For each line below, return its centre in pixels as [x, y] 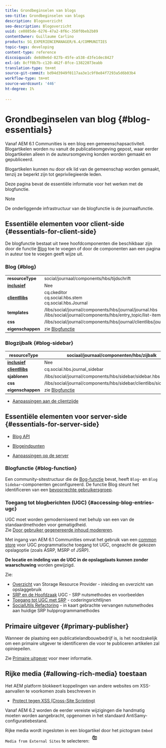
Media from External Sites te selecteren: [47, 741]
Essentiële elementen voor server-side [66, 417]
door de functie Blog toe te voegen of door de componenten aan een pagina [83, 249]
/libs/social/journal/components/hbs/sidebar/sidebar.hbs [102, 376]
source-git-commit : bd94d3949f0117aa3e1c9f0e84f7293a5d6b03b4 [70, 73]
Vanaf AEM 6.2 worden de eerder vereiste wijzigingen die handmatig [75, 710]
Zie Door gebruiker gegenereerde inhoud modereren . [59, 530]
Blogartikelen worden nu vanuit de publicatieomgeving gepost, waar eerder [82, 149]
